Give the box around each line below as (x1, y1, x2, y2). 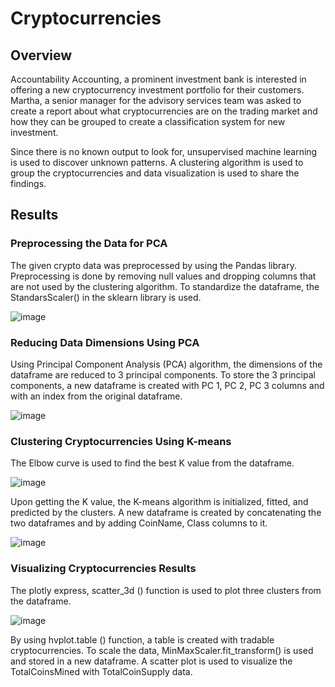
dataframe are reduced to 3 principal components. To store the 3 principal (10, 368, 316, 381)
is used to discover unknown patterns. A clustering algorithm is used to (10, 157, 304, 168)
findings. (10, 178, 47, 189)
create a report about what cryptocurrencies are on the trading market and (10, 105, 318, 117)
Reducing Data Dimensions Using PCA (10, 335, 200, 349)
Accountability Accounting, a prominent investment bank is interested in (10, 73, 307, 85)
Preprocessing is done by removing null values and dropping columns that (10, 270, 317, 282)
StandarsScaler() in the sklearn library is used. (10, 291, 202, 303)
